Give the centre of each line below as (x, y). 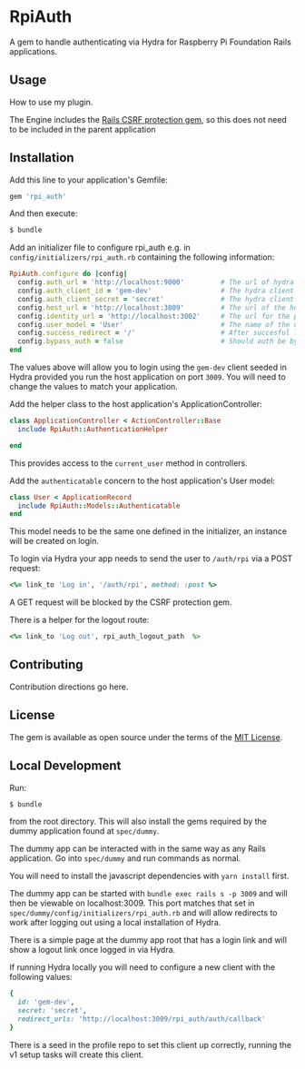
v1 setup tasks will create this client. (77, 1054)
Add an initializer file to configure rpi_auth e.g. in (100, 248)
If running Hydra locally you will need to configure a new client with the (142, 967)
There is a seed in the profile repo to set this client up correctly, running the (151, 1044)
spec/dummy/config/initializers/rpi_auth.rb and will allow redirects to (143, 913)
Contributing (46, 665)
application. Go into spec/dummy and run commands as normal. (125, 858)
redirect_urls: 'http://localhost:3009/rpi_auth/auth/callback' (142, 1019)
